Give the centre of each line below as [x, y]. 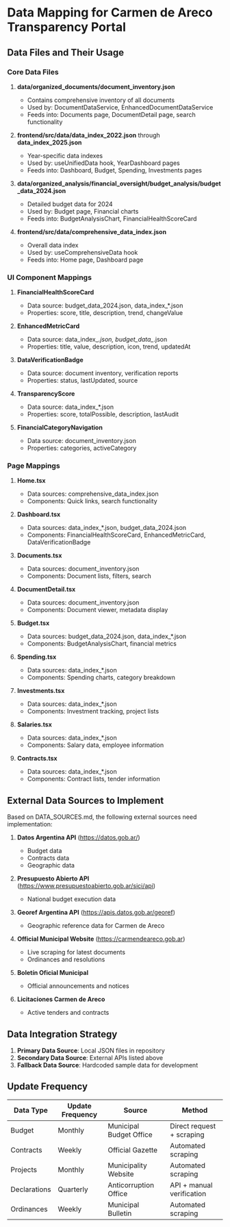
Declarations [31, 1189]
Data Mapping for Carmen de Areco [110, 13]
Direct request [193, 1126]
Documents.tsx [39, 555]
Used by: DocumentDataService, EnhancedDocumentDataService [120, 107]
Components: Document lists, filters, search [89, 576]
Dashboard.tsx [39, 514]
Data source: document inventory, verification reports [103, 373]
